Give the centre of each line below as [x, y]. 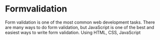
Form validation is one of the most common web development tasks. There [80, 22]
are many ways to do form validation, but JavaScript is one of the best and [80, 27]
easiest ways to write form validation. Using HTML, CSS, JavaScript [73, 32]
